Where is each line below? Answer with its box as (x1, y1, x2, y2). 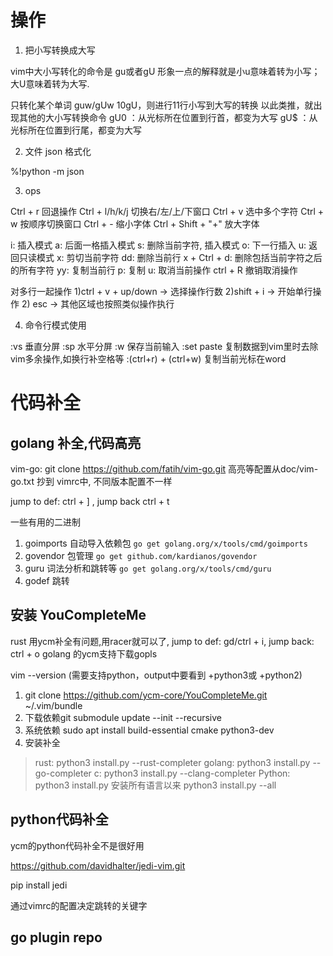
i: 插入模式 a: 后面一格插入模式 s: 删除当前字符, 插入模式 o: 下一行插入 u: (10, 239, 307, 251)
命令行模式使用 (24, 319, 87, 331)
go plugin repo (10, 929, 103, 946)
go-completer (34, 767, 92, 779)
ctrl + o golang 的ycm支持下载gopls (10, 647, 158, 660)
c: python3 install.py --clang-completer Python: (93, 767, 291, 779)
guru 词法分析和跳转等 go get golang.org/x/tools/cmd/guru (24, 562, 272, 574)
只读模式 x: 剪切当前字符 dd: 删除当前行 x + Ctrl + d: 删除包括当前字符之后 (18, 251, 323, 263)
